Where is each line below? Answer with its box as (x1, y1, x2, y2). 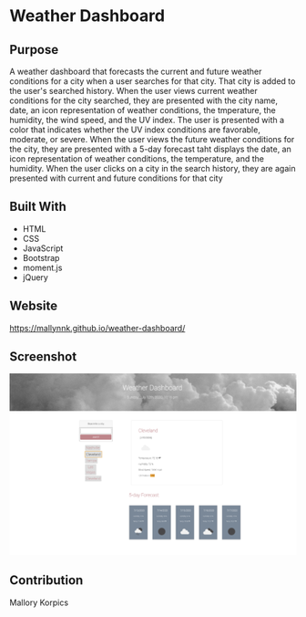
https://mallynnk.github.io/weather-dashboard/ (9, 322, 186, 333)
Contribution (9, 572, 84, 589)
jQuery (22, 271, 48, 283)
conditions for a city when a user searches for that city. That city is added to (9, 76, 296, 87)
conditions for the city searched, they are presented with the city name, (9, 95, 279, 106)
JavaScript (22, 243, 64, 254)
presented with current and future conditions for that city (9, 173, 223, 183)
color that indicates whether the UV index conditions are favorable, (9, 124, 261, 135)
